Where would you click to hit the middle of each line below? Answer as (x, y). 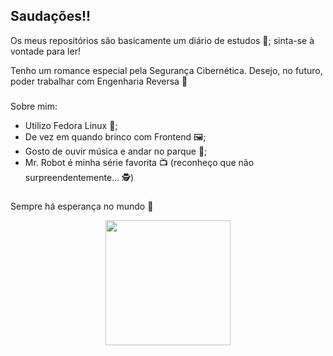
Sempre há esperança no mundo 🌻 (82, 206)
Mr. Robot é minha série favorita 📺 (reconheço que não (139, 162)
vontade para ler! (45, 51)
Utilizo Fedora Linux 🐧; (71, 125)
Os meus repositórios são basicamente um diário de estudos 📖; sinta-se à (162, 40)
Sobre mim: (34, 106)
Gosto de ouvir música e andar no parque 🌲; (116, 151)
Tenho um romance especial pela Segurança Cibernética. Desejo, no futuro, (166, 70)
